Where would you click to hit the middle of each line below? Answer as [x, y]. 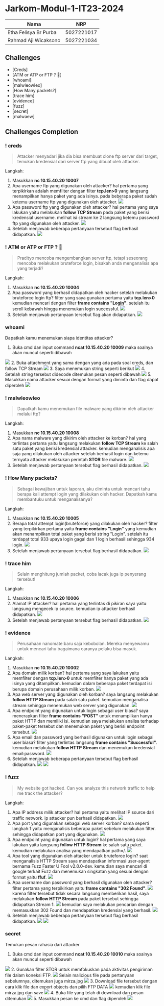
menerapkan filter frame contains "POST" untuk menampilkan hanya [82, 716]
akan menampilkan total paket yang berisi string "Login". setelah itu [80, 534]
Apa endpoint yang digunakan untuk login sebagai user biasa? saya [80, 711]
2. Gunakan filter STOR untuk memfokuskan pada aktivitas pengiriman [82, 969]
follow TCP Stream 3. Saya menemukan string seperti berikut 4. [75, 368]
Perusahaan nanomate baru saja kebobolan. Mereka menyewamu [83, 644]
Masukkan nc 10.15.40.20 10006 [46, 598]
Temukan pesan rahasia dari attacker [42, 944]
